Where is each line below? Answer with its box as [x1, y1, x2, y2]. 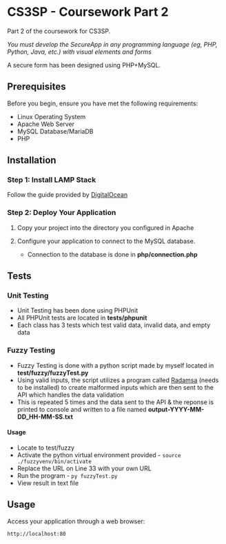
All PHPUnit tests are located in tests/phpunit [17, 314, 147, 322]
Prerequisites [7, 81, 66, 93]
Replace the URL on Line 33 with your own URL [17, 464, 152, 472]
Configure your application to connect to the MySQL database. [17, 237, 196, 245]
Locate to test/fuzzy [17, 443, 74, 452]
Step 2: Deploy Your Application [7, 208, 116, 218]
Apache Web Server [17, 120, 74, 128]
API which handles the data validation [17, 390, 124, 399]
